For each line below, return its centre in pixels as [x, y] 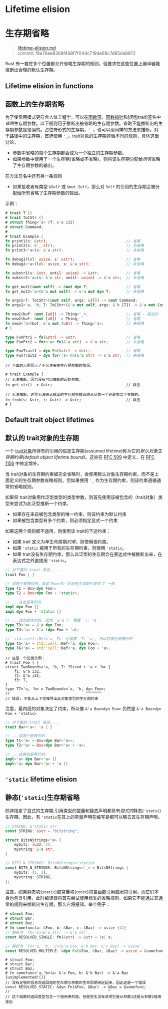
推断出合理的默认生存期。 [31, 70]
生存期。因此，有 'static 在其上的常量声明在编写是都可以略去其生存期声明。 [84, 817]
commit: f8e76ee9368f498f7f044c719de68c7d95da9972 [76, 53]
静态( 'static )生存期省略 [42, 798]
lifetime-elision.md [36, 48]
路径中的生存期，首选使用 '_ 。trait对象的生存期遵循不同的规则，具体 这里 [84, 136]
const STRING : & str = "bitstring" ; [42, 831]
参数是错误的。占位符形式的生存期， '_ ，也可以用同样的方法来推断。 [84, 130]
